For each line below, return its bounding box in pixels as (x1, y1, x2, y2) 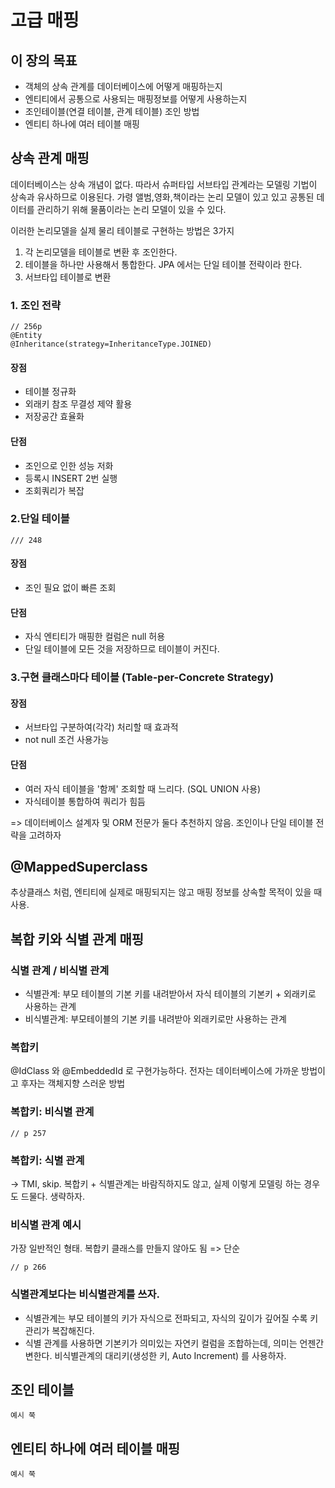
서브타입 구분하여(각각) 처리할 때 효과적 (24, 721, 179, 733)
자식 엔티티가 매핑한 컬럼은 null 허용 (24, 631, 166, 643)
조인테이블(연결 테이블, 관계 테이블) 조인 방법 (24, 106, 200, 117)
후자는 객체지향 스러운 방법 (20, 1077, 126, 1090)
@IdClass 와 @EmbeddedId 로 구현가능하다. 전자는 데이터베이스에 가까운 (10, 1065, 300, 1077)
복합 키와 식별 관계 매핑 (10, 931, 145, 948)
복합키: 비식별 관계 (10, 1105, 95, 1119)
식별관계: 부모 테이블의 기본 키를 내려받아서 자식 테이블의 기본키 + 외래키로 (24, 988, 317, 1000)
